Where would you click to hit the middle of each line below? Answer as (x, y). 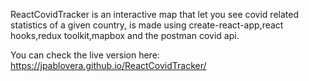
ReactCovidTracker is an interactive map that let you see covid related (155, 14)
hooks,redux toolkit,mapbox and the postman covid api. (125, 35)
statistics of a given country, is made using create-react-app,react (147, 25)
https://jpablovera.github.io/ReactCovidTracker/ (108, 65)
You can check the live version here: (85, 55)
